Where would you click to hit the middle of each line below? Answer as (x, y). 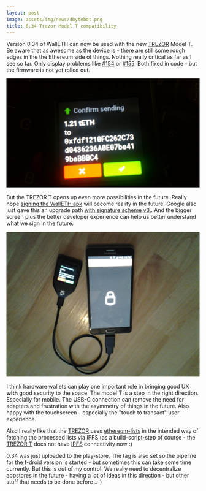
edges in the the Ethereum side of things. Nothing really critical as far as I (99, 57)
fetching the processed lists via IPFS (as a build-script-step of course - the (101, 437)
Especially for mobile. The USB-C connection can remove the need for (95, 399)
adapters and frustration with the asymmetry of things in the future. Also (98, 406)
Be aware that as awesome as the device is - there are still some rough (96, 51)
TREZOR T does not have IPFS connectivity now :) (70, 444)
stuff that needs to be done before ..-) (54, 482)
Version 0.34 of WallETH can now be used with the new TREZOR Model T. (100, 44)
